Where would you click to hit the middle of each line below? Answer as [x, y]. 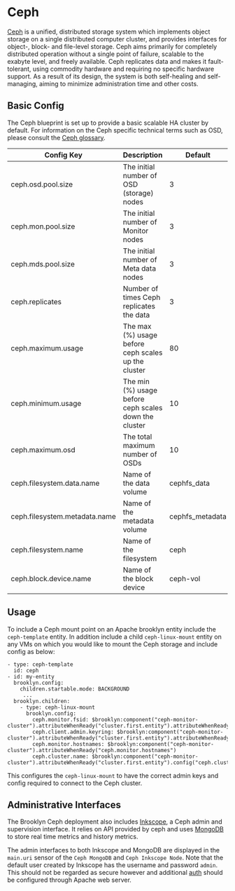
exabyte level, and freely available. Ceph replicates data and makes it [107, 61]
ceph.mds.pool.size [43, 264]
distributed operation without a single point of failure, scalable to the [106, 54]
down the [138, 416]
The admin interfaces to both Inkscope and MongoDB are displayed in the [114, 850]
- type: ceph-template [40, 664]
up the [133, 361]
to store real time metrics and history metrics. [73, 837]
